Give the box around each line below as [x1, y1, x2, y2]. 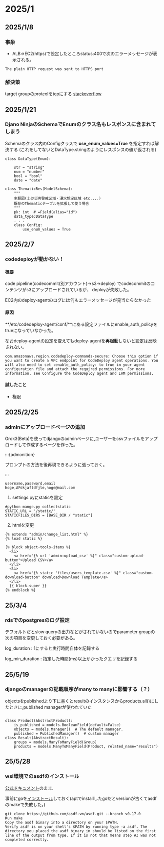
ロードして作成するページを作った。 [5, 442, 78, 448]
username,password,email [5, 481, 56, 486]
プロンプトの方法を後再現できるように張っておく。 [5, 462, 107, 468]
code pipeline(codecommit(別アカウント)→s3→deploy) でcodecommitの [5, 281, 151, 286]
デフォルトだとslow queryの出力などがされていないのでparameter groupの [5, 629, 155, 635]
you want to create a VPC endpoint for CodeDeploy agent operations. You [5, 358, 159, 363]
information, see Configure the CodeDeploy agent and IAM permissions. [5, 371, 154, 376]
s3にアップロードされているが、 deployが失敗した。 [26, 287, 132, 293]
